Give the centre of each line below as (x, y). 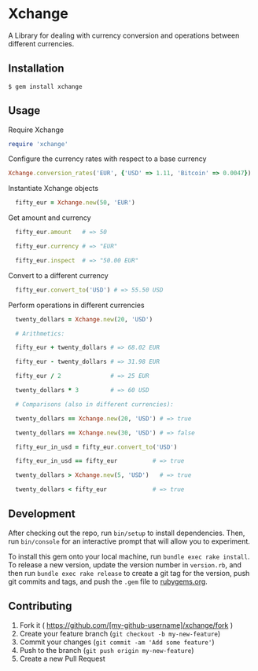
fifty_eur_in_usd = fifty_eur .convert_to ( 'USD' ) (96, 447)
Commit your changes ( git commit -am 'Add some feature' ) (117, 642)
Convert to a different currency (58, 275)
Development (42, 514)
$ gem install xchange (45, 86)
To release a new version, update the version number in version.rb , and (125, 565)
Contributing (40, 606)
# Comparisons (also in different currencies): (95, 404)
